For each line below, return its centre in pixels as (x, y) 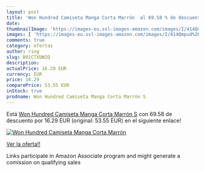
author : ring (23, 52)
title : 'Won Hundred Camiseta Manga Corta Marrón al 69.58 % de (91, 18)
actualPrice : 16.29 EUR (37, 68)
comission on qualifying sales (44, 162)
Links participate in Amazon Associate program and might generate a (93, 156)
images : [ (19, 35)
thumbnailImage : (27, 29)
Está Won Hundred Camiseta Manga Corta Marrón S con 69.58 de (89, 114)
